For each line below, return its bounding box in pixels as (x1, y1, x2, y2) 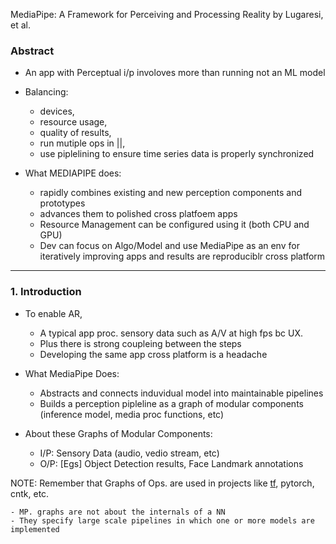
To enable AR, (24, 307, 83, 319)
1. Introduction (10, 285, 82, 299)
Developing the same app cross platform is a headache (39, 348, 268, 360)
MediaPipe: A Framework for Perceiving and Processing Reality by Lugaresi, (10, 9, 324, 20)
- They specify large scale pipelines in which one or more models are (10, 515, 315, 526)
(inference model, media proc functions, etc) (39, 408, 225, 420)
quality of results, (39, 127, 112, 139)
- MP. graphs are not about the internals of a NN (10, 507, 226, 517)
